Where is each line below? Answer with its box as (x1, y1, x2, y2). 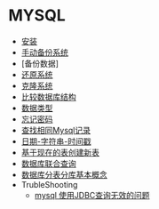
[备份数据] (20, 58, 60, 68)
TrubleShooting (20, 179, 78, 189)
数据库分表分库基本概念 (20, 169, 107, 180)
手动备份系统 (20, 46, 68, 58)
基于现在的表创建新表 (20, 147, 99, 157)
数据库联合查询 (20, 157, 76, 169)
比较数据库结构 (20, 91, 76, 102)
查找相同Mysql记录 (20, 125, 91, 135)
